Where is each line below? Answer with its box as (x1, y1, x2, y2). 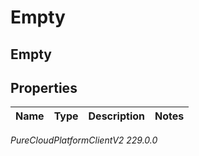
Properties (10, 79, 78, 96)
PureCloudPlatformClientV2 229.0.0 (10, 134, 158, 146)
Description (88, 109, 145, 123)
